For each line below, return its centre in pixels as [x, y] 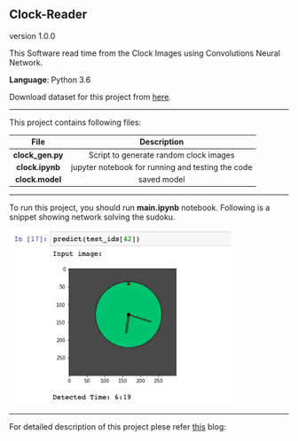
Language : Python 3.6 [50, 80]
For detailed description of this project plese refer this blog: [118, 427]
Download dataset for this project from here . [90, 97]
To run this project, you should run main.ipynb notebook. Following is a [140, 207]
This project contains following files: [75, 122]
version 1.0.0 [32, 35]
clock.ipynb [38, 166]
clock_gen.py [38, 155]
